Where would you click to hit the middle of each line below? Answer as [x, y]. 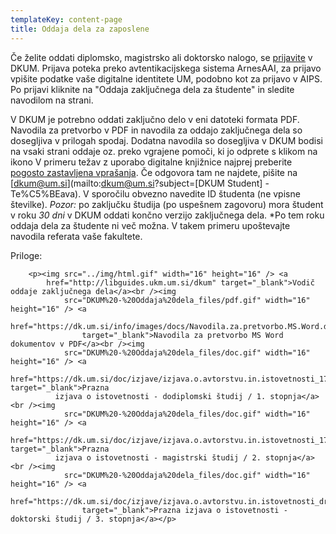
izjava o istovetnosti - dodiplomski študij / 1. [160, 396]
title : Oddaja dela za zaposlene [80, 29]
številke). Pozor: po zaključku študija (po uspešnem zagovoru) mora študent [167, 204]
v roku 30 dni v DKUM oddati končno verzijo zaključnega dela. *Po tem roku [167, 215]
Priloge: [26, 255]
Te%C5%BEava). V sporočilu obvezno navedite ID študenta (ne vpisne [155, 193]
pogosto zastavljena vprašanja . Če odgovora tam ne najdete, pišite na [154, 172]
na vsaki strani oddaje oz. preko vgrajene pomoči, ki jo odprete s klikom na [164, 151]
